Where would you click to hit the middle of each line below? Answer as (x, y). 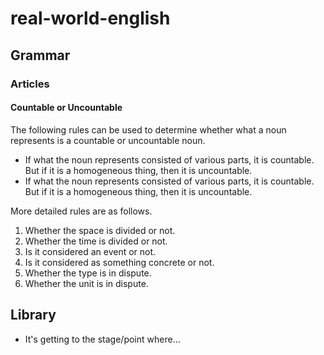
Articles (30, 84)
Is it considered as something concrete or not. (119, 262)
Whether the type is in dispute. (88, 273)
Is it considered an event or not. (90, 251)
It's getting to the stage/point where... (102, 339)
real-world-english (90, 18)
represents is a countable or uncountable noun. (108, 140)
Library (33, 315)
